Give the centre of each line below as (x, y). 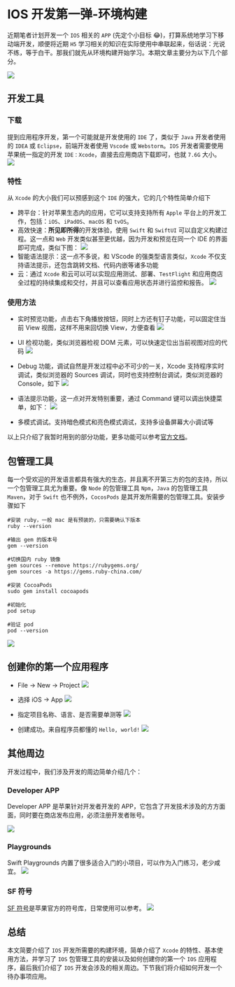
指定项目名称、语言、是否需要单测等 (70, 714)
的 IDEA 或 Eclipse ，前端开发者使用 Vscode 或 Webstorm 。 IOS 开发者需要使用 (115, 145)
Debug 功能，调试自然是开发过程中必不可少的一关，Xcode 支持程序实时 (121, 366)
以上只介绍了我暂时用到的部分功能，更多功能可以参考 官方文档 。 (99, 437)
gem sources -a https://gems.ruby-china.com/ (74, 572)
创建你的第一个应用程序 (58, 667)
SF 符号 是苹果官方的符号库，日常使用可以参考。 (76, 908)
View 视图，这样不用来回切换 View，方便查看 (91, 328)
